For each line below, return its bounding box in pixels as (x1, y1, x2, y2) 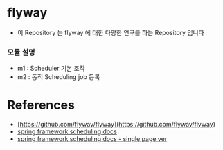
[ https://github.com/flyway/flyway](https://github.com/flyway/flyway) (17, 120, 216, 129)
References (7, 98, 75, 113)
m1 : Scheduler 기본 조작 (17, 64, 85, 73)
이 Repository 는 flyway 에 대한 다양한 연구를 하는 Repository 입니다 (17, 28, 204, 36)
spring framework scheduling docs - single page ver (17, 135, 168, 143)
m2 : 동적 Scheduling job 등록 (17, 73, 100, 81)
